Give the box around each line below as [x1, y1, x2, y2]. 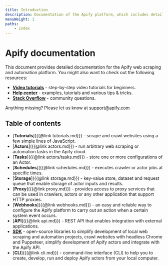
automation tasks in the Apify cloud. [12, 148, 87, 154]
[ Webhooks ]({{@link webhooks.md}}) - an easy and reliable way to [12, 201, 152, 208]
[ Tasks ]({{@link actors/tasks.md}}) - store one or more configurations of [12, 154, 163, 160]
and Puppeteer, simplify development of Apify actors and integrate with [12, 239, 160, 245]
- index [14, 26, 30, 31]
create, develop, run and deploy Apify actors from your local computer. [12, 255, 159, 261]
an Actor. [12, 159, 31, 165]
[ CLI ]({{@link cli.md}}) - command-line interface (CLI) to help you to [12, 249, 153, 255]
